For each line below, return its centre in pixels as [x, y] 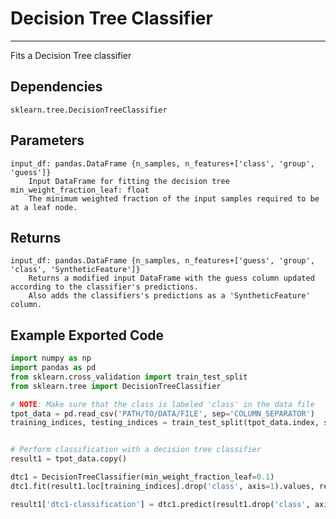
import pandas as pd [53, 368]
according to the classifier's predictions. [104, 287]
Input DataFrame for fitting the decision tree [129, 181]
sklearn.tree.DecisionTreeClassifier [89, 110]
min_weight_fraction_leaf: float [80, 190]
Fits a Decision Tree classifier [71, 55]
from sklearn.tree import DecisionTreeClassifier [116, 386]
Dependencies [56, 87]
